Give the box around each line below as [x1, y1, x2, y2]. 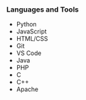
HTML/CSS [16, 35, 48, 43]
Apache [16, 85, 39, 93]
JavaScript [16, 27, 47, 35]
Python [16, 20, 37, 29]
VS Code [16, 49, 42, 57]
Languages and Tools [6, 5, 79, 14]
